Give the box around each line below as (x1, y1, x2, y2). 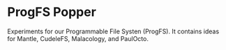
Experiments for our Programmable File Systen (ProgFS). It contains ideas (7, 27, 220, 35)
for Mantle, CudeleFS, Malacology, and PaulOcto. (7, 34, 149, 42)
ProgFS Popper (7, 4, 96, 20)
